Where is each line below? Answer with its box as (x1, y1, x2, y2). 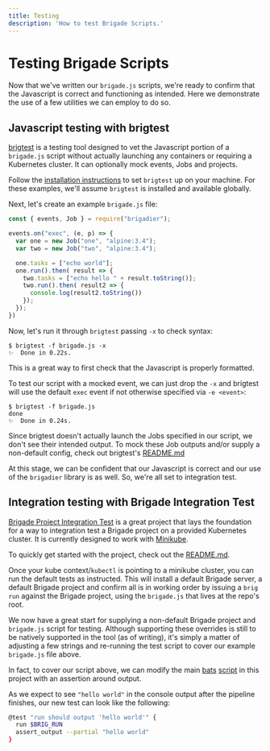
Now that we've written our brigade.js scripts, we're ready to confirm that (8, 81, 255, 90)
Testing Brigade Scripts (8, 54, 169, 73)
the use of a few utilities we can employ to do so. (8, 98, 171, 107)
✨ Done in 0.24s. (8, 417, 72, 425)
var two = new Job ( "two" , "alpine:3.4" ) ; (15, 244, 157, 252)
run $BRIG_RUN (15, 720, 63, 729)
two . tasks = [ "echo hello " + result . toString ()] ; (23, 274, 197, 282)
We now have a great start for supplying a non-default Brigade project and (8, 615, 256, 624)
